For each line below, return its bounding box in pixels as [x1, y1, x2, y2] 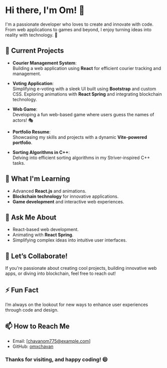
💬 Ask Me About [5, 213, 57, 222]
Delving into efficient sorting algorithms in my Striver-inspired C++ [12, 155, 150, 161]
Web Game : [12, 106, 38, 112]
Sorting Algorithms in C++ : [12, 149, 70, 155]
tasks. [12, 160, 25, 166]
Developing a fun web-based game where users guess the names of [12, 111, 154, 117]
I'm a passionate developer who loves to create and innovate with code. [5, 21, 154, 27]
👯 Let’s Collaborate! [5, 252, 68, 260]
